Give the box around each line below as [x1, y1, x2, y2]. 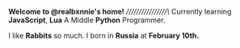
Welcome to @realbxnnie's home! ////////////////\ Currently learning [8, 7, 232, 16]
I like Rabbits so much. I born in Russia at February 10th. [8, 31, 200, 40]
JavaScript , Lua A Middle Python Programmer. [8, 15, 166, 25]
